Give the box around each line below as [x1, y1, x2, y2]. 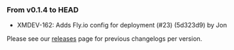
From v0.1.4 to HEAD [6, 5, 79, 15]
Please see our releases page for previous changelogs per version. [6, 35, 203, 43]
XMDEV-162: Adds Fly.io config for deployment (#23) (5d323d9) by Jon [16, 21, 228, 30]
